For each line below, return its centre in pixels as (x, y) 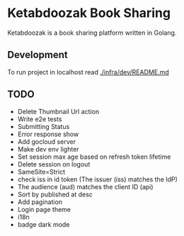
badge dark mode (44, 224)
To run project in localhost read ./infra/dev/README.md (88, 72)
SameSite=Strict (41, 172)
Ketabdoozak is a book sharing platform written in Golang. (92, 33)
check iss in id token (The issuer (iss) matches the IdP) (98, 179)
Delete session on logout (54, 164)
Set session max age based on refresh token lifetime (94, 157)
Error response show (48, 134)
